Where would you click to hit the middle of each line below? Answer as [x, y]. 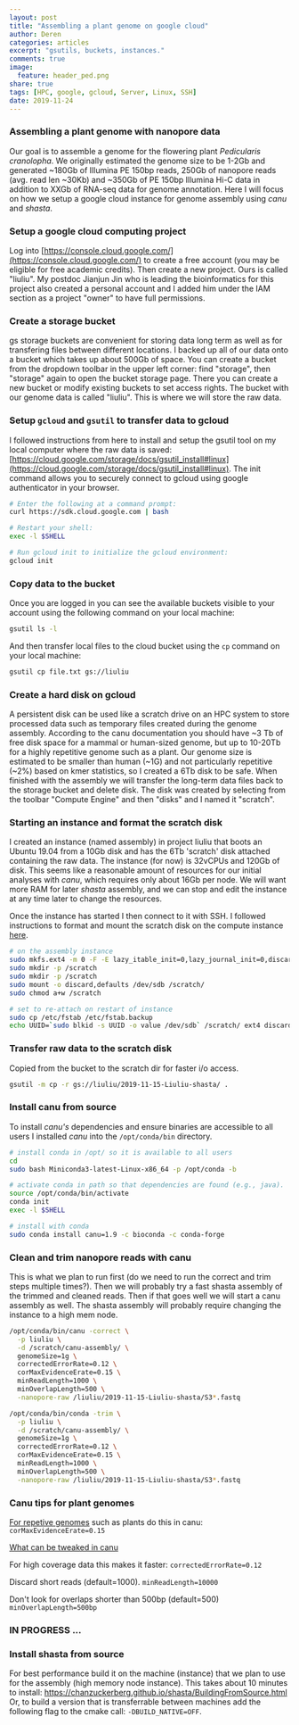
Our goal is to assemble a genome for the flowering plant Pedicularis [135, 151]
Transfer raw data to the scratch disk [90, 1049]
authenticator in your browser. [65, 487]
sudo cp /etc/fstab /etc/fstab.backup [81, 1017]
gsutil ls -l [33, 629]
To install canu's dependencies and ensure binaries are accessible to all [141, 1126]
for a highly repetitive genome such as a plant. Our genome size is [130, 752]
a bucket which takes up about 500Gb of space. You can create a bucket [143, 360]
